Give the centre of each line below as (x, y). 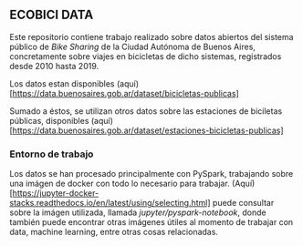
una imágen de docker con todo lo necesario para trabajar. (120, 184)
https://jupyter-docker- (56, 193)
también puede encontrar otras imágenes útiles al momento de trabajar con (151, 222)
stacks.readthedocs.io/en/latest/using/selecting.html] (110, 203)
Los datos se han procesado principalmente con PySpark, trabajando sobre (151, 174)
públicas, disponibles (49, 120)
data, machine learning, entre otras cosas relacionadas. (114, 232)
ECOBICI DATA (52, 15)
